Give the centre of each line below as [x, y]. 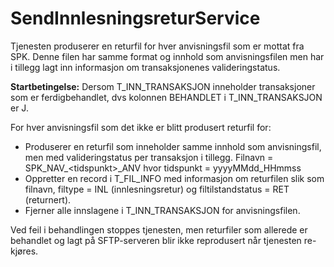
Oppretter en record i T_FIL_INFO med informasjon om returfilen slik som [174, 178]
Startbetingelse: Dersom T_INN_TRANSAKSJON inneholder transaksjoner [163, 86]
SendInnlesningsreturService [135, 18]
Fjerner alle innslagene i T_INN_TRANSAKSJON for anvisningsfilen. [162, 210]
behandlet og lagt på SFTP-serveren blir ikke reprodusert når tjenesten [156, 240]
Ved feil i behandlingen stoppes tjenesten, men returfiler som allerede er [159, 229]
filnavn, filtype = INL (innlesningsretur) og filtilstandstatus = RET [157, 189]
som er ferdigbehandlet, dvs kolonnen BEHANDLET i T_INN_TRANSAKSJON [166, 97]
